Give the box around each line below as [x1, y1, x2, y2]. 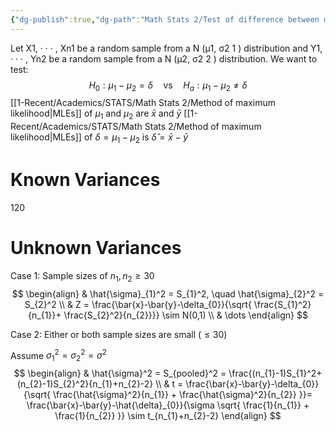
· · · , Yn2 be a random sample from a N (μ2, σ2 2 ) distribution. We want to [10, 52, 318, 65]
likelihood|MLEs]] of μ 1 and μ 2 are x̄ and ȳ [10, 107, 182, 122]
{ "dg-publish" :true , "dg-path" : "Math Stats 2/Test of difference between [10, 14, 320, 25]
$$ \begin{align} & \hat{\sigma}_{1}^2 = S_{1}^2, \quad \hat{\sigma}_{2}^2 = [11, 287, 325, 300]
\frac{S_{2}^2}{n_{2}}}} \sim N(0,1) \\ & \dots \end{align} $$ [63, 309, 308, 321]
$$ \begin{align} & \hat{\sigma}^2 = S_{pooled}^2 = [13, 367, 227, 380]
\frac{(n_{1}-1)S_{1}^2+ [228, 367, 323, 380]
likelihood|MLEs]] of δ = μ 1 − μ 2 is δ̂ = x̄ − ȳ [10, 131, 189, 146]
